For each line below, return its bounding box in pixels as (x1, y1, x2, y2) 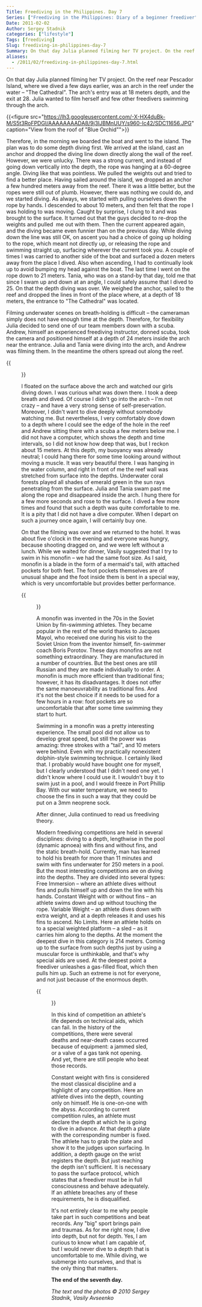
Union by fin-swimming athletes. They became (36, 621, 152, 628)
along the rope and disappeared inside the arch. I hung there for (21, 491, 180, 498)
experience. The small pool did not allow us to (36, 728, 150, 736)
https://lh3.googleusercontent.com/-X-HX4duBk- (43, 113, 166, 120)
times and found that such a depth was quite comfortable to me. (21, 504, 180, 511)
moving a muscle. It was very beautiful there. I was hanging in (21, 459, 175, 467)
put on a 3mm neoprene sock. (36, 799, 111, 806)
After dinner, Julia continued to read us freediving (36, 810, 159, 818)
